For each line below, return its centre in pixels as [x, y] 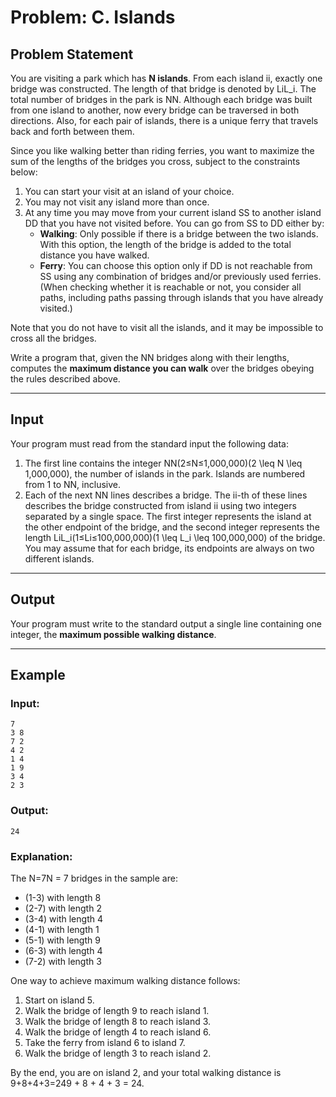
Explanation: [41, 856]
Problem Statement [72, 54]
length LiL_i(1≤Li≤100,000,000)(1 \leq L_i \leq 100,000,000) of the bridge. [175, 537]
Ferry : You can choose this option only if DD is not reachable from [176, 265]
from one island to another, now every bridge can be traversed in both [155, 110]
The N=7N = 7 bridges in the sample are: [94, 878]
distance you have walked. [94, 255]
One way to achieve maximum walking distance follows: [125, 980]
